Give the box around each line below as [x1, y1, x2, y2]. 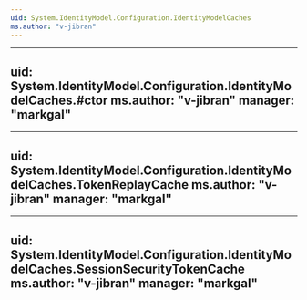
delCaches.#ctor [10, 92, 108, 108]
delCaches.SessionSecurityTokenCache [10, 261, 245, 276]
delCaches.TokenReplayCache [10, 177, 189, 192]
